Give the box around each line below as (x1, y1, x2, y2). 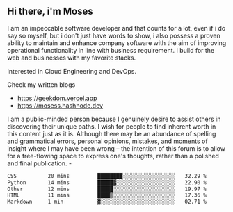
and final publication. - (7, 159, 72, 168)
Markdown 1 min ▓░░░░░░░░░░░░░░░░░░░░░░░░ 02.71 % (7, 198, 207, 206)
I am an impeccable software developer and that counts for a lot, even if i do (7, 24, 226, 32)
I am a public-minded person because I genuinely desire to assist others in (7, 115, 221, 123)
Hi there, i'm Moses (7, 6, 93, 17)
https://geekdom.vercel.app (17, 94, 97, 102)
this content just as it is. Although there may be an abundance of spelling (7, 129, 216, 138)
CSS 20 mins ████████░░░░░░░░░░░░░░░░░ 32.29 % (7, 172, 207, 179)
